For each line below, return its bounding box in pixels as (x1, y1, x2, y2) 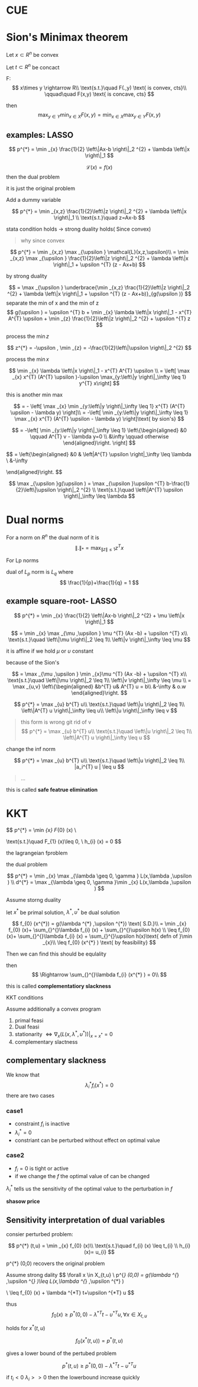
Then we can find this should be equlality (6, 950, 106, 957)
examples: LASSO (6, 130, 74, 140)
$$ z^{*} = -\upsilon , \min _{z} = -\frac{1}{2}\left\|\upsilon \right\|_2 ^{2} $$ (7, 344, 192, 351)
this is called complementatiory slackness (6, 983, 111, 990)
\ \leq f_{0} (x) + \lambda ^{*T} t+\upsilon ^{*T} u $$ (6, 1289, 135, 1296)
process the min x (6, 356, 49, 363)
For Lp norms (6, 557, 39, 564)
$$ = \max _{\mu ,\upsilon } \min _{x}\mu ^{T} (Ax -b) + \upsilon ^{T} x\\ (11, 670, 187, 678)
